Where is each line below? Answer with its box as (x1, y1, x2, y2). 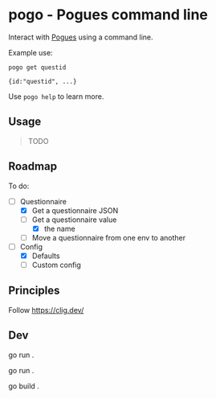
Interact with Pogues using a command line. (8, 32, 154, 42)
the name (43, 224, 75, 233)
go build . (8, 380, 40, 391)
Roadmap (8, 159, 58, 174)
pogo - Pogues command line (8, 6, 209, 24)
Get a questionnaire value (31, 215, 117, 224)
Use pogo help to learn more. (8, 91, 104, 101)
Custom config (31, 260, 82, 269)
